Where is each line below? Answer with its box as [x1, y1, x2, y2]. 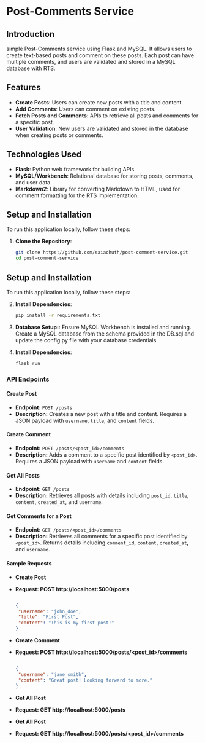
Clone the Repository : [15, 238, 72, 245]
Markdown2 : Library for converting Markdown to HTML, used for [15, 185, 181, 192]
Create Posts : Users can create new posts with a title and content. [15, 98, 184, 106]
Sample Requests [6, 560, 52, 567]
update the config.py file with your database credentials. [15, 336, 158, 344]
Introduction [6, 29, 55, 39]
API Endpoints [6, 375, 50, 383]
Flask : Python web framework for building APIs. [15, 165, 136, 173]
